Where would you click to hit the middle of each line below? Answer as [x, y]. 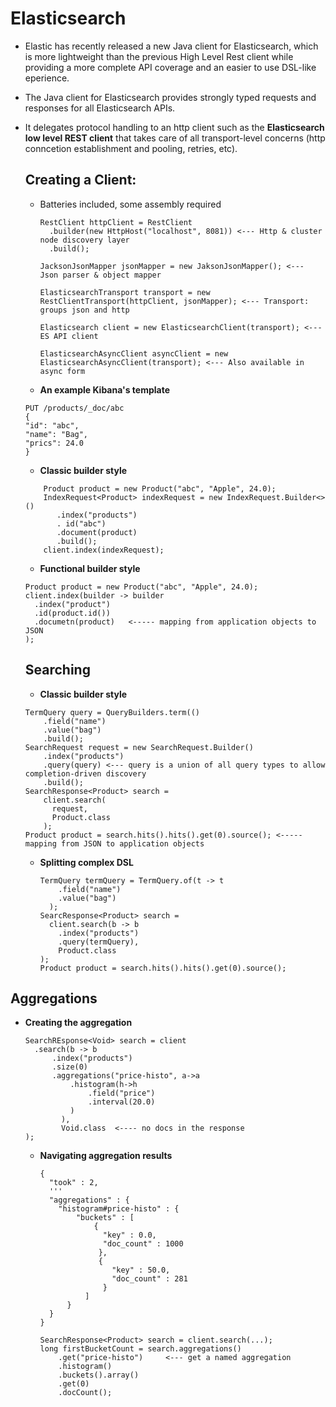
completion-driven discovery [85, 773]
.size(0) [70, 1067]
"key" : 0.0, [129, 1235]
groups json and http [84, 310]
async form [62, 371]
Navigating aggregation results [106, 1156]
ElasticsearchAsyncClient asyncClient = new [134, 353]
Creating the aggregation [78, 1023]
